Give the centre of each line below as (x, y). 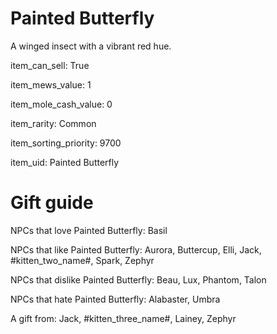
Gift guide (52, 203)
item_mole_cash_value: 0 (61, 104)
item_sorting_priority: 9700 (66, 143)
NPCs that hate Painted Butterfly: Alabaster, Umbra (115, 299)
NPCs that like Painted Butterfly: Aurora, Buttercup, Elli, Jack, (136, 249)
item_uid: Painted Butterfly (65, 162)
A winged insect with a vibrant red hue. (91, 46)
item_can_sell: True (50, 65)
